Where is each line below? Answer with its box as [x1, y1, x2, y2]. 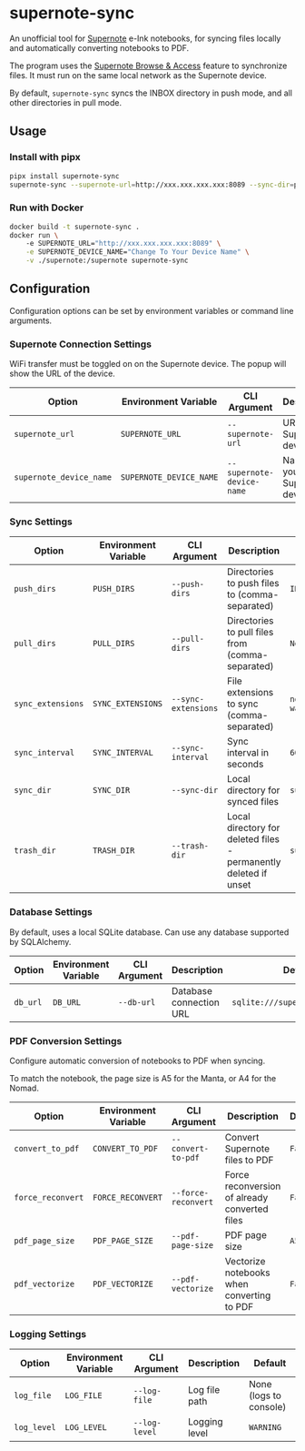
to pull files [226, 626, 274, 639]
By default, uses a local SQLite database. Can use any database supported [9, 927, 290, 938]
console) [248, 1401, 287, 1414]
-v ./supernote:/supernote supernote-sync [25, 256, 189, 266]
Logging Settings [9, 1327, 87, 1340]
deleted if [226, 868, 268, 880]
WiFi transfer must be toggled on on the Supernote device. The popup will [9, 359, 287, 370]
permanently [226, 856, 281, 868]
